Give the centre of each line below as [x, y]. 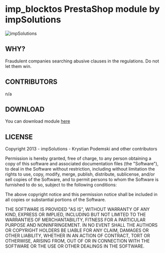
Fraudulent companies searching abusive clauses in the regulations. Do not [82, 61]
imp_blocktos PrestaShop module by [82, 9]
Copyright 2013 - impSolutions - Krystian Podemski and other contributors [81, 149]
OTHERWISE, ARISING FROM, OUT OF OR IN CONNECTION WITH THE [78, 241]
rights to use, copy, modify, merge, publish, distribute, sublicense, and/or [80, 174]
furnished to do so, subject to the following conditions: [61, 185]
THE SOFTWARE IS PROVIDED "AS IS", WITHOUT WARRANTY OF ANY [78, 209]
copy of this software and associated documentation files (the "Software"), [82, 164]
